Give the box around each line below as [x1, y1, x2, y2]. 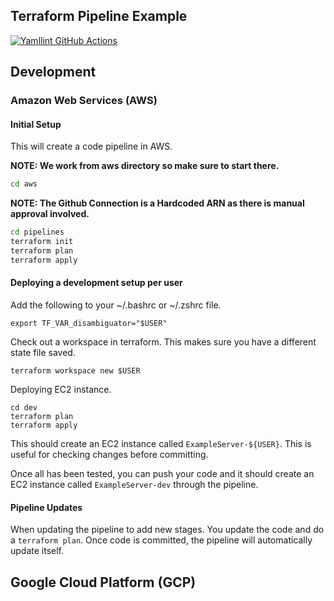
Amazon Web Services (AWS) [10, 94, 158, 108]
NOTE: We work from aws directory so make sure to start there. [10, 160, 280, 172]
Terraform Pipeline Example [10, 8, 188, 25]
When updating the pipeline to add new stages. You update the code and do [10, 524, 325, 536]
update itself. [10, 545, 65, 557]
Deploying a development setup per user [10, 277, 183, 289]
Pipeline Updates [10, 501, 83, 513]
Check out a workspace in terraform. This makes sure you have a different [10, 335, 317, 348]
